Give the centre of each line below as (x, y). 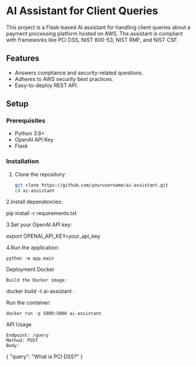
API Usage (19, 325)
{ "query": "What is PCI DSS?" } (45, 357)
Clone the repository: (40, 174)
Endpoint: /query (27, 335)
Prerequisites (26, 121)
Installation (23, 161)
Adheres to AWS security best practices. (64, 79)
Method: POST (22, 341)
